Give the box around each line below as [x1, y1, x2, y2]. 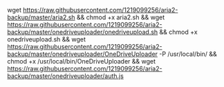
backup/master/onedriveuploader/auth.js [7, 72, 124, 80]
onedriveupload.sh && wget [7, 35, 86, 43]
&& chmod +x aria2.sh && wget [76, 13, 165, 21]
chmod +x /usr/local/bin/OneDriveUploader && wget [7, 57, 156, 65]
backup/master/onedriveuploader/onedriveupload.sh [7, 28, 158, 36]
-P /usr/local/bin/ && [158, 50, 218, 58]
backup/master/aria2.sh [7, 13, 75, 21]
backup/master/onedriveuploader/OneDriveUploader [7, 50, 158, 58]
